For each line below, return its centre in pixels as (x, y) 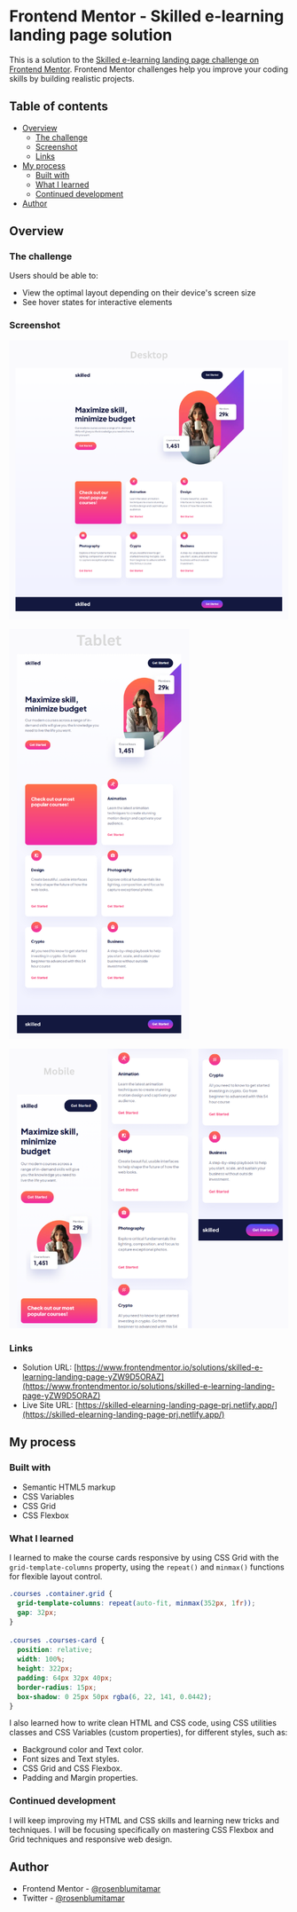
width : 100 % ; (41, 1660)
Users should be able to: (54, 276)
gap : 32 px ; (37, 1612)
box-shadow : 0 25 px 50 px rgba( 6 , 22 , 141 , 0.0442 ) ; (115, 1696)
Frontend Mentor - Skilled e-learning (147, 16)
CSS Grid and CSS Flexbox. (72, 1768)
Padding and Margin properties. (80, 1778)
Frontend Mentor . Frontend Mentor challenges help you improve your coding (149, 69)
